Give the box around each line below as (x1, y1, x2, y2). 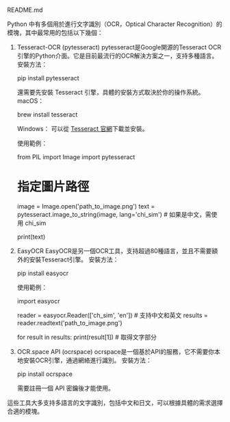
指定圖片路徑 (16, 179, 90, 195)
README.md (7, 6, 43, 14)
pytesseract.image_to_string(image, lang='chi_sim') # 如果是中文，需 (16, 210, 212, 218)
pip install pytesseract (16, 74, 80, 82)
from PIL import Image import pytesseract (16, 153, 136, 161)
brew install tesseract (16, 110, 78, 119)
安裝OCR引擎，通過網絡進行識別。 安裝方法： (23, 356, 152, 364)
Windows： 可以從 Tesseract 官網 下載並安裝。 (16, 125, 149, 132)
